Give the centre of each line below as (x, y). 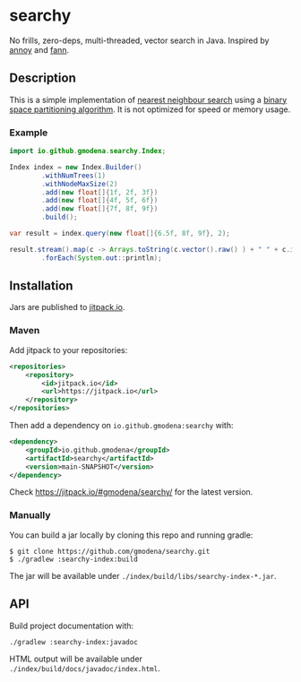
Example (29, 133)
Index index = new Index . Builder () (76, 167)
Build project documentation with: (72, 626)
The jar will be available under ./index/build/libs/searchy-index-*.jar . (143, 575)
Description (43, 78)
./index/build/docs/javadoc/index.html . (85, 668)
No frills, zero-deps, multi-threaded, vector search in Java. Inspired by (139, 40)
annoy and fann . (39, 49)
